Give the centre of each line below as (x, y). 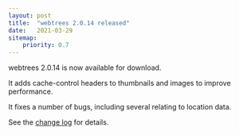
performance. (31, 91)
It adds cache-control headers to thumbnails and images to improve (119, 83)
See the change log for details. (59, 122)
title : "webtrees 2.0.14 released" (69, 23)
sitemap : (23, 38)
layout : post (30, 15)
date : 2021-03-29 (41, 30)
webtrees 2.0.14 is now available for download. (85, 67)
